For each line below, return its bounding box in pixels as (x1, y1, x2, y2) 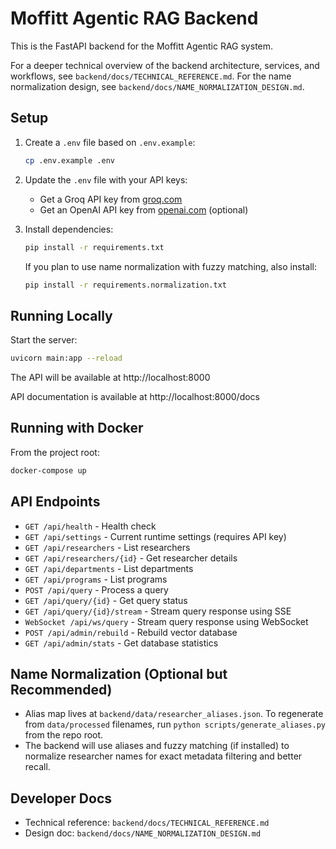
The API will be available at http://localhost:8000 (10, 372, 211, 384)
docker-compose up (10, 465, 87, 476)
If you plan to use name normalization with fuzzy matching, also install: (24, 260, 317, 272)
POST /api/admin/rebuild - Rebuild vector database (24, 626, 238, 638)
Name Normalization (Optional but (10, 665, 228, 682)
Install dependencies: (24, 223, 114, 235)
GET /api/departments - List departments (24, 562, 194, 574)
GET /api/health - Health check (24, 520, 157, 532)
